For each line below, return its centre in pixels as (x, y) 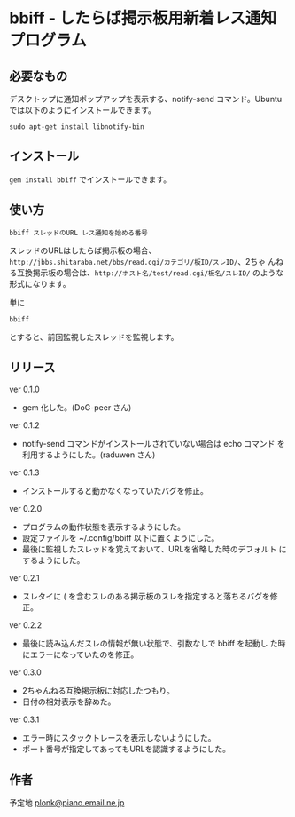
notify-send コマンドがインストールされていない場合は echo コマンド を (153, 444)
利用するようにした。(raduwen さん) (89, 455)
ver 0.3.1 (24, 719)
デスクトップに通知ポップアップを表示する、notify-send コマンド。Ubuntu (146, 99)
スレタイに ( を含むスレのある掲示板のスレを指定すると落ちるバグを (146, 597)
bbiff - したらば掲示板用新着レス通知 (143, 18)
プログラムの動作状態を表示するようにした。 (104, 527)
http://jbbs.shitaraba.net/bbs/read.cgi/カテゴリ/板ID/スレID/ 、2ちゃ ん (143, 261)
